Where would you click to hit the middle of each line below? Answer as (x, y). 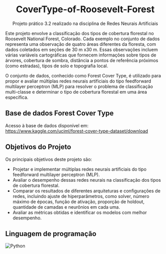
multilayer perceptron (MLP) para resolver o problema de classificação (79, 86)
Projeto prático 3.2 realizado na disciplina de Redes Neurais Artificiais (85, 23)
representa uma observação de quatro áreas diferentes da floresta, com (81, 44)
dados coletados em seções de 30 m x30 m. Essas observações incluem (82, 49)
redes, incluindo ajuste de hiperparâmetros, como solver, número (81, 196)
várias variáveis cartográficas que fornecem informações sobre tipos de (81, 55)
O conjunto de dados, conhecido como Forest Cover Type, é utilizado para (83, 75)
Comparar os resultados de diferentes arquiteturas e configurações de (87, 191)
